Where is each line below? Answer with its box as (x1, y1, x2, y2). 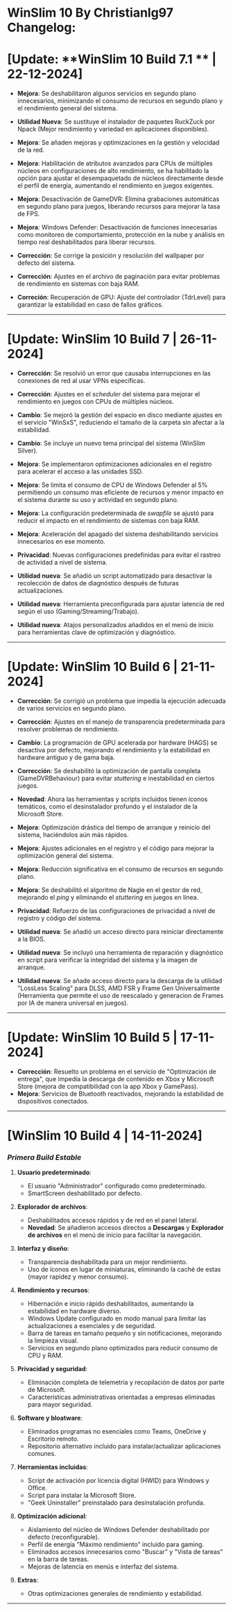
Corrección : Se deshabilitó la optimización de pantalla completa (17, 767, 201, 775)
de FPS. (17, 210, 40, 218)
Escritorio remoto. (27, 1434, 79, 1443)
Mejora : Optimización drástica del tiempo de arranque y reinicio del (17, 823, 211, 832)
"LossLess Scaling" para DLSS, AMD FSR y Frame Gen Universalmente (17, 984, 221, 992)
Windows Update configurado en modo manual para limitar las (27, 1314, 207, 1322)
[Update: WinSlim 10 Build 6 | (7, 659, 178, 675)
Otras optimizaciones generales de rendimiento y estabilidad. (27, 1589, 203, 1598)
